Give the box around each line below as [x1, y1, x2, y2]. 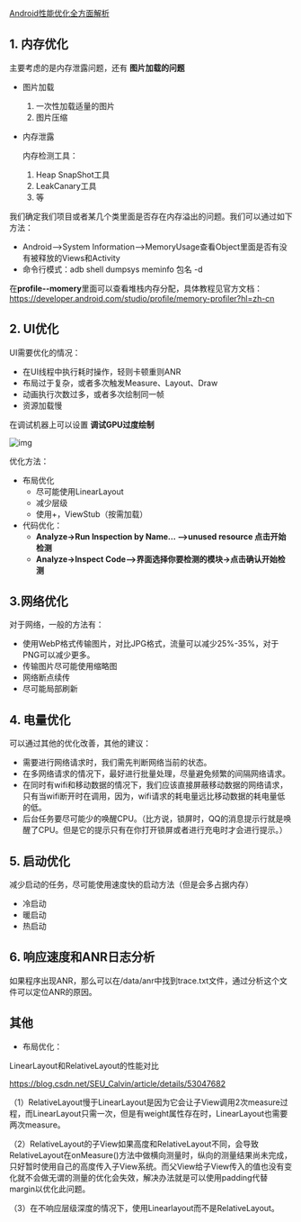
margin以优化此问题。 [9, 1183, 91, 1194]
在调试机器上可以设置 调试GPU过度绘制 [9, 419, 155, 430]
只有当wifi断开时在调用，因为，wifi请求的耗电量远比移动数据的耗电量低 [22, 791, 286, 801]
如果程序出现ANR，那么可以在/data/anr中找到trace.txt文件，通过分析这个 [9, 975, 280, 986]
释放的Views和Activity [38, 252, 121, 263]
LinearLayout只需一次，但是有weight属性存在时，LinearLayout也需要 [32, 1108, 288, 1118]
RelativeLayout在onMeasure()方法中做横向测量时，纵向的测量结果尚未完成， [9, 1149, 292, 1160]
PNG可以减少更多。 [22, 649, 95, 660]
